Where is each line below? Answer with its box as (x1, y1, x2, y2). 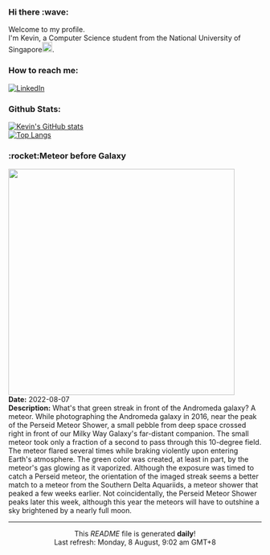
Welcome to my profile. (8, 25, 86, 35)
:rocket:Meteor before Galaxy (8, 150, 127, 161)
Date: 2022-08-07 (8, 395, 70, 405)
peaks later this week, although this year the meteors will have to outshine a (8, 497, 260, 507)
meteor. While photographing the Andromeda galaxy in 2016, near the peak (8, 412, 257, 421)
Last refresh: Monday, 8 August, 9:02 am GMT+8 (53, 537, 217, 547)
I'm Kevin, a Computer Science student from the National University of (8, 33, 241, 43)
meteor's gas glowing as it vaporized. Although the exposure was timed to (8, 463, 255, 473)
